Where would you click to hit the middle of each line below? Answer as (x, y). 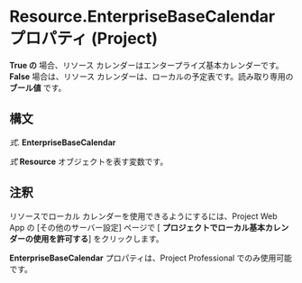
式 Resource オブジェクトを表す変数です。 (89, 161)
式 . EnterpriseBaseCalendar (63, 142)
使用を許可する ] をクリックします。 (98, 238)
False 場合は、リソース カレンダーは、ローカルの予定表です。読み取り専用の (151, 76)
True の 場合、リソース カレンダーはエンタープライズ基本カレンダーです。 (146, 65)
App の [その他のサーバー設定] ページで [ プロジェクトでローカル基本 (137, 227)
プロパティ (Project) (84, 39)
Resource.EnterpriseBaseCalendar (142, 17)
